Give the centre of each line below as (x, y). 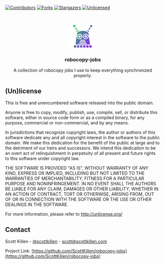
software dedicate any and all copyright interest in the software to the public (82, 138)
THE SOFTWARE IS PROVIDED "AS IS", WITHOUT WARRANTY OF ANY (77, 168)
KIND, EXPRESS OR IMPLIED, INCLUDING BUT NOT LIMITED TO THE (75, 173)
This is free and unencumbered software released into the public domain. (80, 103)
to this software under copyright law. (42, 159)
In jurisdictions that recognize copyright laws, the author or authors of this (80, 132)
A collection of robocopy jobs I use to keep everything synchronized (83, 70)
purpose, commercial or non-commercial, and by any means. (67, 123)
